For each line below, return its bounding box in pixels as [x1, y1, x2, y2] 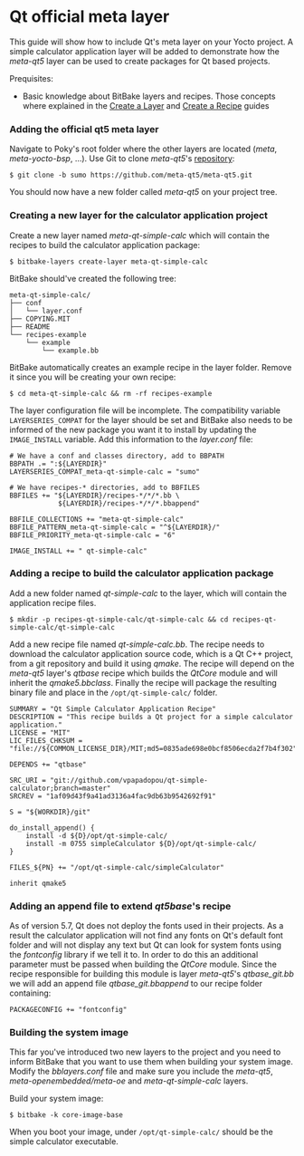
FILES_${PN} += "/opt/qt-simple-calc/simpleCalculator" [9, 862, 224, 872]
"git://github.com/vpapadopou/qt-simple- [49, 775, 208, 785]
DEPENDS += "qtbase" [9, 759, 88, 769]
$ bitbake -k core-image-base [9, 1111, 124, 1120]
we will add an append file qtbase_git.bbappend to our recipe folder [9, 978, 262, 989]
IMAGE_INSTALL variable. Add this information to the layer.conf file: [9, 433, 253, 445]
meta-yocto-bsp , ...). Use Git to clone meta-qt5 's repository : [9, 153, 235, 164]
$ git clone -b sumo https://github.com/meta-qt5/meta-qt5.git [9, 170, 253, 180]
